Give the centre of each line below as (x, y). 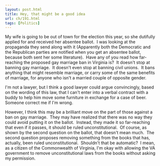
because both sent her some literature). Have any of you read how (72, 57)
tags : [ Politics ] (22, 23)
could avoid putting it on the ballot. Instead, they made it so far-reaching (78, 122)
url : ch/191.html (22, 18)
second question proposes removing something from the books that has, (78, 138)
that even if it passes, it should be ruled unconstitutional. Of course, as (76, 128)
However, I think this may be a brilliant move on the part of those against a (79, 112)
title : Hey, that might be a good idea (45, 14)
